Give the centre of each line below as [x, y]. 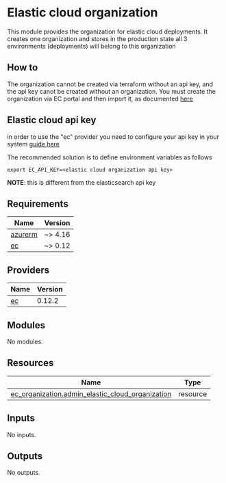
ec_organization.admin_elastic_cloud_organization [91, 393]
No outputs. [24, 473]
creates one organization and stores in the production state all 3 [97, 38]
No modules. [25, 341]
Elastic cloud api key [52, 120]
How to [23, 67]
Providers [28, 270]
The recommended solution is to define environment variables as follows [110, 157]
